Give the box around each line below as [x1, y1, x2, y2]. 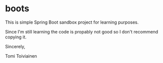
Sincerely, [5, 43, 26, 49]
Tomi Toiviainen [5, 53, 37, 59]
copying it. [5, 34, 27, 40]
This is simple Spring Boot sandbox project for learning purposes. [5, 19, 139, 25]
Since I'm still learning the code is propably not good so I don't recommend [5, 29, 159, 34]
